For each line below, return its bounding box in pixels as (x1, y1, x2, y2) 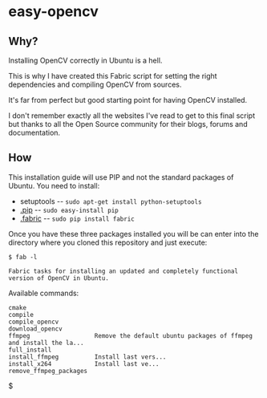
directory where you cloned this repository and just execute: (8, 238, 208, 247)
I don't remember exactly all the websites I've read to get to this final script (8, 111, 255, 120)
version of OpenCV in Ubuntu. (8, 274, 110, 282)
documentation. (8, 128, 61, 137)
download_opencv (8, 324, 63, 333)
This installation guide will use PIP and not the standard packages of (8, 172, 234, 182)
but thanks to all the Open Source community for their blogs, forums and (8, 120, 248, 128)
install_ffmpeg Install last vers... (8, 352, 167, 361)
